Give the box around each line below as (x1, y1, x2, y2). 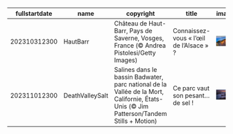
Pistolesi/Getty (114, 48, 156, 57)
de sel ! (173, 98, 194, 107)
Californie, (114, 95, 144, 103)
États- (144, 95, 164, 103)
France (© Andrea (114, 41, 166, 49)
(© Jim (128, 102, 149, 111)
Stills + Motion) (114, 117, 157, 125)
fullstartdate (15, 9, 53, 17)
